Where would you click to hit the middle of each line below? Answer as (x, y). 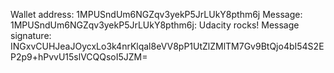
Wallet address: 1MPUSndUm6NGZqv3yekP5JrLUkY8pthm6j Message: (156, 14)
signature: (31, 35)
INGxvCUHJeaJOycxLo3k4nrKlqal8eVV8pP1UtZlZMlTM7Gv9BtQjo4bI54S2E (167, 46)
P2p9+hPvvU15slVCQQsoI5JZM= (79, 57)
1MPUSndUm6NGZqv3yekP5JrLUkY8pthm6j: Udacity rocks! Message (155, 25)
